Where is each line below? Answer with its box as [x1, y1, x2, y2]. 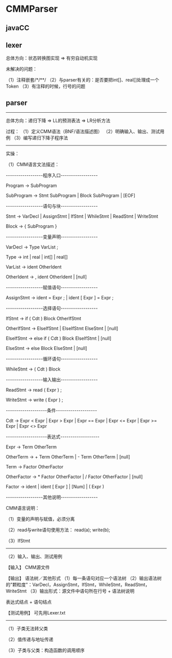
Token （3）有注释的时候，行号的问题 [6, 83, 86, 90]
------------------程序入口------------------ [6, 172, 98, 178]
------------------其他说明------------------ [6, 494, 98, 500]
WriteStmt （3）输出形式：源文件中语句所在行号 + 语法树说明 [6, 588, 135, 594]
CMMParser [6, 3, 58, 15]
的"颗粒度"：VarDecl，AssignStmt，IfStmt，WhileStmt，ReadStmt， [6, 582, 150, 588]
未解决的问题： [6, 66, 37, 72]
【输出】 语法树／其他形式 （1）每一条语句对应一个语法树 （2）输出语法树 [6, 575, 162, 582]
